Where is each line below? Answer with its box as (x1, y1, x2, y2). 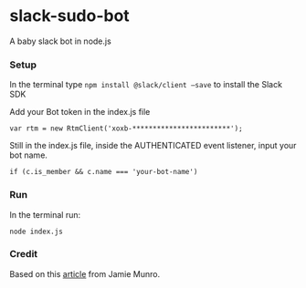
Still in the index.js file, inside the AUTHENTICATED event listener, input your (9, 140, 297, 151)
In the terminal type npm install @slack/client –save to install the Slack (9, 79, 283, 90)
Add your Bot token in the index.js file (9, 107, 151, 118)
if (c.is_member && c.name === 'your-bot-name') (9, 168, 198, 177)
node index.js (9, 227, 64, 236)
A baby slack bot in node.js (9, 36, 111, 46)
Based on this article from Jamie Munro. (9, 268, 161, 279)
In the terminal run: (9, 209, 80, 220)
